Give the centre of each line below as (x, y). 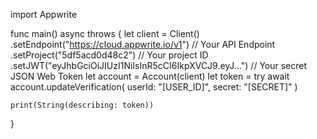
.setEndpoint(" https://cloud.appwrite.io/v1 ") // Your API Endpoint (143, 44)
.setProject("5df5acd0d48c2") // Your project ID (109, 55)
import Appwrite (44, 14)
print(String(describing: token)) (82, 105)
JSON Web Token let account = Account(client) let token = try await (150, 76)
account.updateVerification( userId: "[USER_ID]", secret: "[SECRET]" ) (154, 87)
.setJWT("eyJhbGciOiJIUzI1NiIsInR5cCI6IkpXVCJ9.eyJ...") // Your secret (159, 65)
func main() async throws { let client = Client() (105, 33)
